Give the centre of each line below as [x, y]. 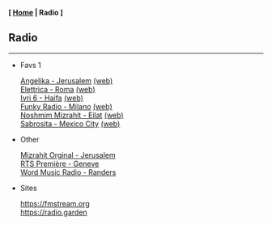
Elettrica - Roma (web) [57, 89]
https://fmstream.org [55, 203]
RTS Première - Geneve [59, 163]
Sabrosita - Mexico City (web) [70, 123]
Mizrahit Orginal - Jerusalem [68, 155]
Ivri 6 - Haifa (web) [51, 98]
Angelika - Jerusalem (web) [66, 80]
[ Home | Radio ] [36, 13]
